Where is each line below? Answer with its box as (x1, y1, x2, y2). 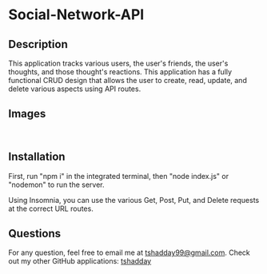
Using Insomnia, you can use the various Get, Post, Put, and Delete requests (8, 195, 260, 205)
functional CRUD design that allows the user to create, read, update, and (8, 76, 248, 85)
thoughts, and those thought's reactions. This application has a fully (8, 67, 233, 77)
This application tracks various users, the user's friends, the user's (8, 58, 229, 68)
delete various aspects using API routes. (8, 84, 141, 93)
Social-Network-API (8, 6, 145, 24)
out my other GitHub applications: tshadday (8, 256, 152, 266)
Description (8, 38, 68, 51)
